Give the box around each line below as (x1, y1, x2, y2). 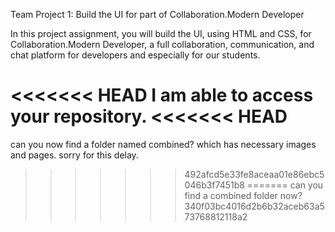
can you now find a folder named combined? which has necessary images (10, 138, 317, 150)
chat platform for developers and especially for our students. (10, 49, 261, 61)
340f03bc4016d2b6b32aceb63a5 (184, 200, 325, 212)
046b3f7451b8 (184, 179, 245, 191)
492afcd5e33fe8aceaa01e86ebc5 (184, 168, 325, 180)
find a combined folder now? (184, 189, 303, 201)
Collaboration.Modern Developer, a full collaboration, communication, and (10, 39, 315, 50)
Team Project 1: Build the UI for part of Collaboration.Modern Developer (10, 9, 305, 20)
